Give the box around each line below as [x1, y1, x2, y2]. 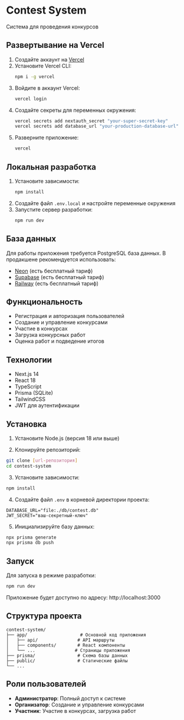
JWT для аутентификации [14, 402, 80, 409]
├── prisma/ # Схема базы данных [6, 653, 128, 659]
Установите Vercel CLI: [14, 62, 72, 69]
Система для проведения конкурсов [6, 23, 99, 30]
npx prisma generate [6, 534, 57, 540]
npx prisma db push [6, 540, 54, 546]
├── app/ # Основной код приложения [6, 632, 146, 638]
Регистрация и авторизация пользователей [14, 313, 125, 320]
